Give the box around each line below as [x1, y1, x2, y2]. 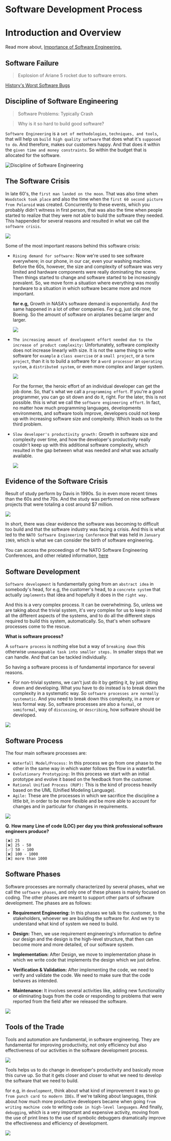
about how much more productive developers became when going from [5, 1098, 156, 1104]
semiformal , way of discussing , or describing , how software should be [12, 707, 161, 713]
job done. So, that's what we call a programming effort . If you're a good [12, 388, 163, 394]
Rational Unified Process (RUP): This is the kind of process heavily [12, 781, 157, 788]
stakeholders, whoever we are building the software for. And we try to [12, 915, 160, 921]
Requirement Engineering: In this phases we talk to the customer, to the [12, 909, 165, 916]
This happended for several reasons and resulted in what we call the [5, 217, 150, 223]
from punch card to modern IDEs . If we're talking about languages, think [5, 1093, 157, 1099]
